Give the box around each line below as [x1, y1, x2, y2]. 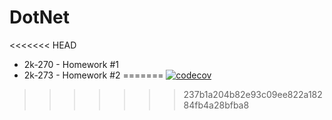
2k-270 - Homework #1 [23, 58, 119, 70]
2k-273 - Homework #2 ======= [23, 69, 164, 81]
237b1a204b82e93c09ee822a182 [183, 88, 323, 100]
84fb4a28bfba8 [183, 99, 250, 111]
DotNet [9, 6, 70, 29]
